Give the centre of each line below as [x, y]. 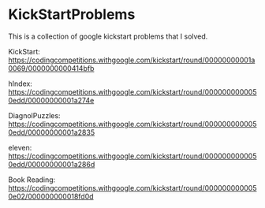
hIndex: [21, 84]
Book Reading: [32, 180]
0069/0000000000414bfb [51, 68]
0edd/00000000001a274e [51, 100]
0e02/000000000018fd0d [51, 196]
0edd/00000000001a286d [52, 164]
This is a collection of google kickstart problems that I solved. [108, 36]
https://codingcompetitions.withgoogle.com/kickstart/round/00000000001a [132, 60]
